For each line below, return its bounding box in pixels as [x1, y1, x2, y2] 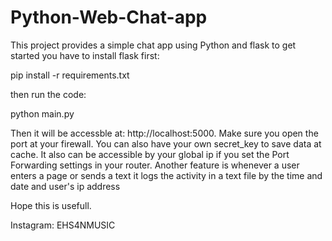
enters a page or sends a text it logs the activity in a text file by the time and [10, 169, 323, 181]
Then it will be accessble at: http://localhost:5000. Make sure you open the [10, 127, 319, 139]
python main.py [10, 107, 75, 120]
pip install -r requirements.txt [10, 69, 130, 81]
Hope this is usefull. [10, 199, 92, 211]
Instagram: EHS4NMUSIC [10, 219, 116, 231]
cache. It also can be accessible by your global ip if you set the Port [10, 148, 290, 160]
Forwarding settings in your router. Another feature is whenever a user [10, 159, 300, 171]
